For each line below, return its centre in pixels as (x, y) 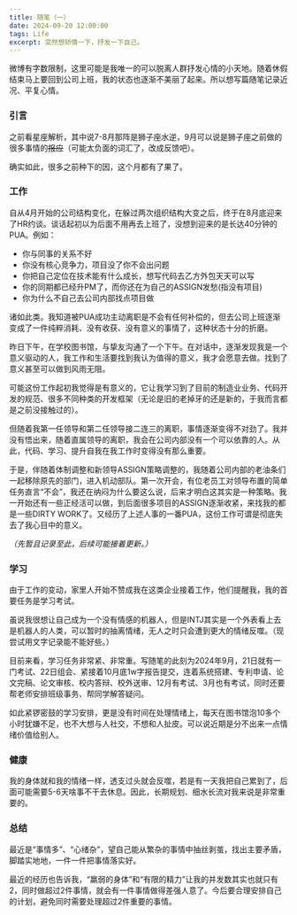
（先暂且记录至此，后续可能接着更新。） (81, 543)
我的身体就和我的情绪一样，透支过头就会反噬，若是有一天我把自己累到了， (145, 781)
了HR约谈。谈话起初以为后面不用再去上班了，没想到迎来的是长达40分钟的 (144, 223)
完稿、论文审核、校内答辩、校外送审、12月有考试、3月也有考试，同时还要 (151, 683)
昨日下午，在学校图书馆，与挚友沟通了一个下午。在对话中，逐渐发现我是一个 (148, 346)
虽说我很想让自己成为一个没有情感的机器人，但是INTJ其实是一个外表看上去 (145, 620)
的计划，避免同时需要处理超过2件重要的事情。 (93, 901)
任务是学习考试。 (48, 601)
